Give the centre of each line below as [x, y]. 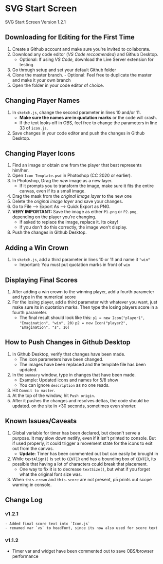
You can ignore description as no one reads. [64, 385]
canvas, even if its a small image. [53, 191]
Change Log [24, 500]
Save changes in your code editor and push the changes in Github [78, 133]
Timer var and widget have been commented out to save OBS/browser [83, 551]
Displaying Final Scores [41, 280]
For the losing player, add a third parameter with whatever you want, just [85, 302]
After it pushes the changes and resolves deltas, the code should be [81, 400]
